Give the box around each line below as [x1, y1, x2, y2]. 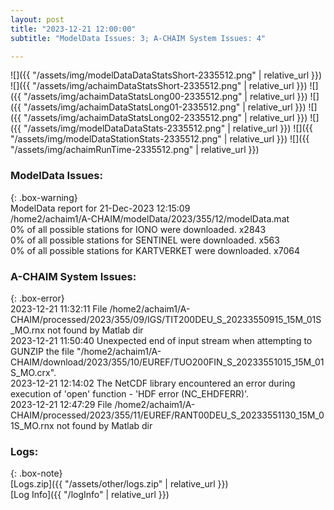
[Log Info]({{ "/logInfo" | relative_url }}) [10, 489, 170, 501]
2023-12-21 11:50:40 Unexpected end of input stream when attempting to [10, 334, 313, 346]
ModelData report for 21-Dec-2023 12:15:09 [10, 202, 191, 214]
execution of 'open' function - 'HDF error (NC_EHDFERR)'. [10, 387, 250, 400]
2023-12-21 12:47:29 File [10, 398, 113, 410]
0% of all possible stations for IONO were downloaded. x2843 [10, 223, 267, 235]
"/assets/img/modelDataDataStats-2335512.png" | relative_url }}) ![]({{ [23, 122, 313, 135]
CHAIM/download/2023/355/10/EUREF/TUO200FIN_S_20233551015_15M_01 [10, 356, 325, 368]
